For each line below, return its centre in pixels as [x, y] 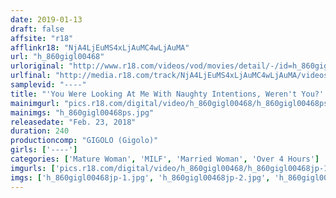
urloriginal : [37, 66]
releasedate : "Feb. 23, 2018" [73, 122]
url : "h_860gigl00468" [57, 57]
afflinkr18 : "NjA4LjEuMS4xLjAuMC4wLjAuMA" [100, 47]
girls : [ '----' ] [44, 150]
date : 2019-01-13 [46, 19]
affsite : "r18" [42, 38]
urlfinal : [31, 76]
